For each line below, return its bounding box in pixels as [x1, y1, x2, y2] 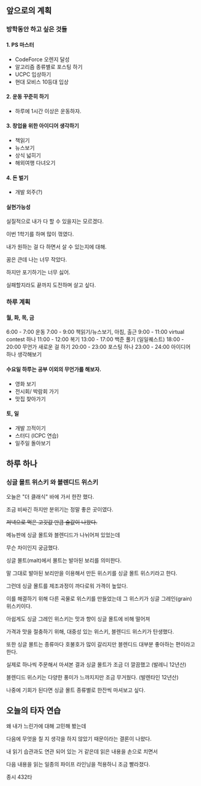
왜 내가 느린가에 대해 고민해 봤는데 [6, 722, 86, 730]
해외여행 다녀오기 [14, 159, 56, 166]
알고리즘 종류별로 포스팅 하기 [14, 63, 83, 70]
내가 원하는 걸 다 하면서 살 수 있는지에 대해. [6, 243, 107, 251]
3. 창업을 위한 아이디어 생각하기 [6, 122, 79, 130]
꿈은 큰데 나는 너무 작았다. [6, 256, 67, 263]
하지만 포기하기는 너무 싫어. [6, 269, 71, 276]
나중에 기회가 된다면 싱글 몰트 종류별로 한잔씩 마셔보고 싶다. [6, 686, 146, 694]
